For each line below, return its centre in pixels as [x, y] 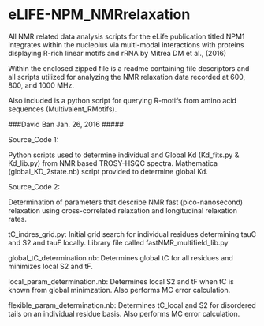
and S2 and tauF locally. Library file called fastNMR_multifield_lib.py [118, 242]
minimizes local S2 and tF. [50, 266]
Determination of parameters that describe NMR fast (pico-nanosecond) [125, 202]
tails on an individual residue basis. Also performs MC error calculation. [124, 313]
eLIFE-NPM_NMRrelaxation [99, 15]
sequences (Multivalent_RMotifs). [63, 109]
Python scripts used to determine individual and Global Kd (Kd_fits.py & [124, 155]
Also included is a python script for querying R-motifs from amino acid [122, 100]
